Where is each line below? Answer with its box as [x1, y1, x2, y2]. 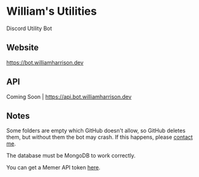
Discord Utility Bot [6, 25, 52, 32]
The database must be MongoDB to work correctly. [6, 152, 136, 159]
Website [6, 42, 39, 53]
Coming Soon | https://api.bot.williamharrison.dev [6, 93, 132, 100]
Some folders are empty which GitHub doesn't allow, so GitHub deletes [6, 127, 186, 135]
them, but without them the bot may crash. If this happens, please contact [6, 133, 193, 141]
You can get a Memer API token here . [6, 164, 101, 171]
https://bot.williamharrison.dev [6, 58, 84, 66]
